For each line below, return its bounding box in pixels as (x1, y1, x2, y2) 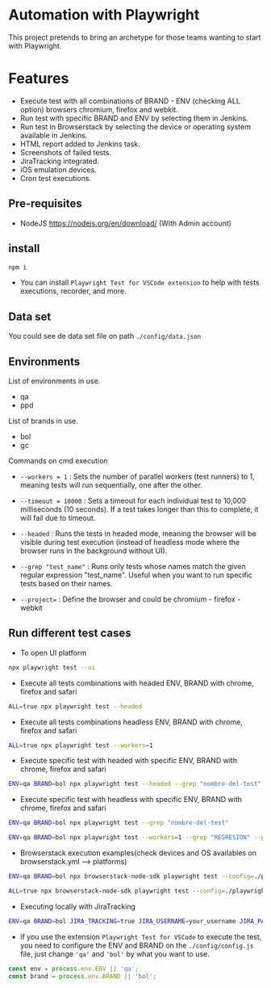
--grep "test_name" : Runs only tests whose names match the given (19, 562, 246, 571)
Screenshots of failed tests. (19, 147, 111, 157)
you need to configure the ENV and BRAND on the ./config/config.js (19, 940, 254, 950)
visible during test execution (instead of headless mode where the (19, 538, 240, 547)
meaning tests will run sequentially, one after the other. (19, 480, 203, 490)
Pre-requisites (8, 196, 82, 211)
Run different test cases (8, 627, 131, 640)
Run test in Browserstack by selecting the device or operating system (19, 121, 252, 131)
